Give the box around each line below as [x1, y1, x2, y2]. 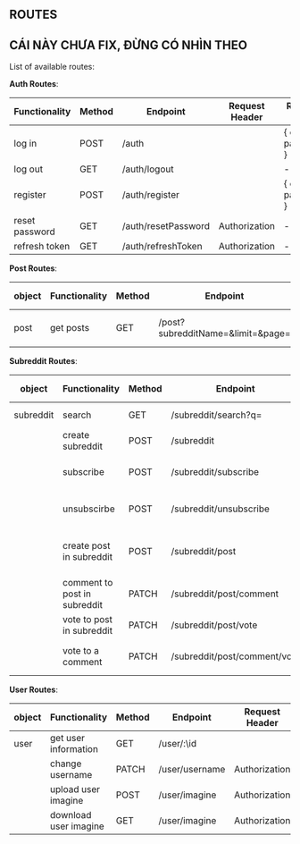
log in [13, 138, 37, 150]
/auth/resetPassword [121, 220, 210, 232]
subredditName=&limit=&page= [158, 327, 291, 340]
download [50, 809, 92, 822]
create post [62, 540, 111, 553]
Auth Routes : [9, 79, 59, 89]
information [50, 743, 98, 755]
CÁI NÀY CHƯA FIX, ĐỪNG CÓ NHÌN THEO [9, 38, 248, 53]
